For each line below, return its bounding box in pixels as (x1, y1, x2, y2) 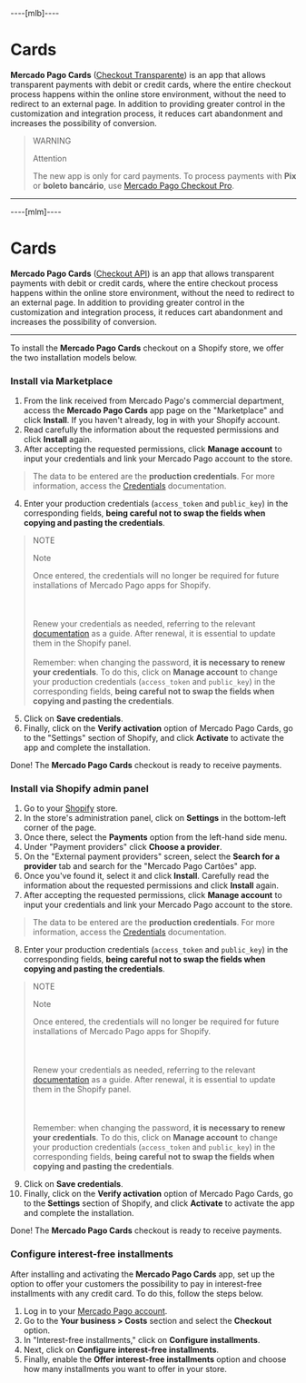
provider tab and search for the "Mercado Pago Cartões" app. (23, 861, 257, 872)
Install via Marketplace (10, 374, 113, 387)
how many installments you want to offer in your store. (23, 1363, 228, 1374)
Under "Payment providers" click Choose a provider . (23, 842, 222, 853)
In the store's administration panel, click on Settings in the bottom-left (23, 813, 287, 824)
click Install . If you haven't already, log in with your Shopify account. (23, 415, 281, 426)
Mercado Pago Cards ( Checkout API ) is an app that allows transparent (10, 268, 275, 279)
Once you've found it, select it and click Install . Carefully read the (23, 871, 270, 882)
